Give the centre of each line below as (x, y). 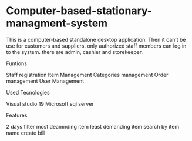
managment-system (57, 23)
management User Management (45, 81)
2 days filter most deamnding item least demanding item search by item (93, 126)
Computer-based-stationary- (79, 11)
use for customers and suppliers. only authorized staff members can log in (96, 46)
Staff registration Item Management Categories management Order (87, 75)
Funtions (17, 63)
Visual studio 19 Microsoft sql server (50, 103)
